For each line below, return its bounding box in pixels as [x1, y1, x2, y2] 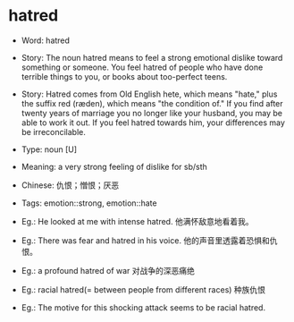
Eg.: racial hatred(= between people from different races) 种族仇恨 [21, 284, 265, 295]
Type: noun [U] [21, 144, 78, 155]
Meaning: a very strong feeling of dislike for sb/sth [21, 161, 207, 172]
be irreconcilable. [21, 126, 87, 137]
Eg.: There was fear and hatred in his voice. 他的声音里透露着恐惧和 [21, 234, 270, 246]
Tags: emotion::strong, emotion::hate [21, 198, 157, 208]
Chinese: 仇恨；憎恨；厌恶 [21, 180, 120, 191]
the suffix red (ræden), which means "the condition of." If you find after [21, 97, 283, 108]
